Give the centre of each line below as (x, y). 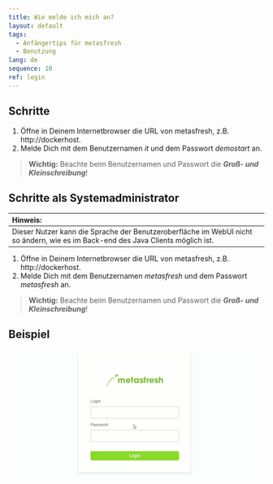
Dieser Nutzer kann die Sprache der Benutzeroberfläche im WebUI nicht (132, 232)
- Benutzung (36, 52)
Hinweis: (27, 220)
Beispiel (29, 335)
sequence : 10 (30, 69)
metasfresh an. (45, 284)
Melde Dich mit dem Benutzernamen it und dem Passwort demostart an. (141, 148)
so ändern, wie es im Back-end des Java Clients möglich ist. (113, 241)
